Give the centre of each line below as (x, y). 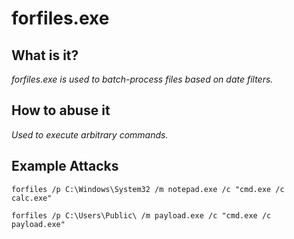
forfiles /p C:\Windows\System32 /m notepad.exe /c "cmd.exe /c (148, 189)
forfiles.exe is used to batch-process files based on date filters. (142, 79)
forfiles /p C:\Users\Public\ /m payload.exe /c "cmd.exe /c (141, 215)
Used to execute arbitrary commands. (90, 134)
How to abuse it (61, 110)
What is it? (45, 55)
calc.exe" (32, 198)
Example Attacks (65, 166)
